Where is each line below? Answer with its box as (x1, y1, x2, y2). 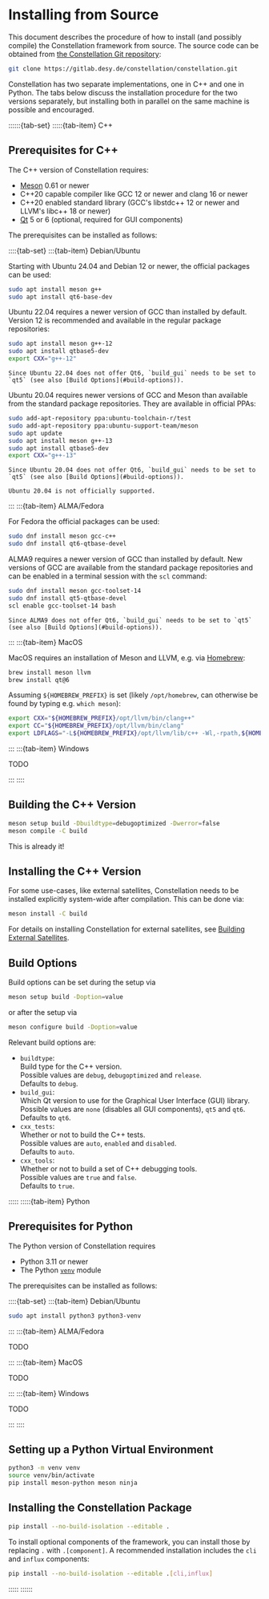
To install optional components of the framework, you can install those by (8, 1536, 251, 1546)
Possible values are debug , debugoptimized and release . (19, 1069, 202, 1080)
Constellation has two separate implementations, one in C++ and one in (8, 79, 244, 89)
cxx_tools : (19, 1155, 55, 1165)
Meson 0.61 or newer (19, 181, 90, 190)
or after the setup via (8, 1007, 78, 1017)
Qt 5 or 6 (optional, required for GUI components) (19, 214, 183, 224)
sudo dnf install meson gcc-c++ (8, 532, 116, 541)
